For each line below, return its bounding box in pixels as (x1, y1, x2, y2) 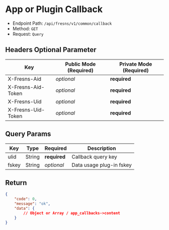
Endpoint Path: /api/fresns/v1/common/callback (12, 20, 112, 26)
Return (5, 178, 27, 187)
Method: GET (12, 25, 38, 31)
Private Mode (119, 61, 152, 68)
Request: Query (12, 31, 44, 37)
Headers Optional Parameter (5, 45, 97, 54)
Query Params (5, 130, 51, 138)
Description (87, 145, 116, 152)
